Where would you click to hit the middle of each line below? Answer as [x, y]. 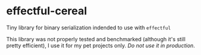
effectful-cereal [47, 11]
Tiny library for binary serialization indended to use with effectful [88, 27]
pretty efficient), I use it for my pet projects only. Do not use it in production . [101, 45]
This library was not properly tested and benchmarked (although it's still [96, 39]
